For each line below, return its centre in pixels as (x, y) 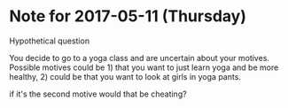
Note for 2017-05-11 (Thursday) (128, 16)
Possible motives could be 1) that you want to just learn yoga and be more (144, 67)
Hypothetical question (50, 41)
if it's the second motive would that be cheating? (98, 94)
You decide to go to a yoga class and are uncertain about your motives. (140, 58)
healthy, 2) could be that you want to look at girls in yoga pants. (125, 76)
